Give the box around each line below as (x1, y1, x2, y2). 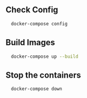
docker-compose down (11, 86, 62, 92)
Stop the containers (5, 70, 82, 80)
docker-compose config (11, 20, 68, 26)
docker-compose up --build (11, 54, 79, 60)
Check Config (5, 5, 58, 15)
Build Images (5, 37, 55, 47)
